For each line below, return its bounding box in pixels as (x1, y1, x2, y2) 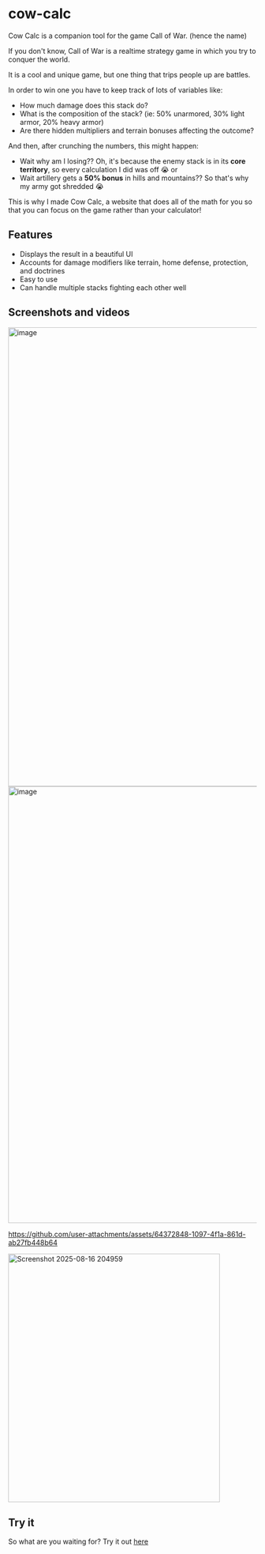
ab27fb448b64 (8, 1238, 58, 1247)
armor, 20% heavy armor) (19, 117, 104, 126)
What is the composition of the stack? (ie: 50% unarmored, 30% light (19, 108, 245, 119)
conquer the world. (8, 55, 70, 64)
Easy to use (19, 274, 58, 284)
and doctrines (19, 266, 65, 275)
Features (8, 228, 53, 242)
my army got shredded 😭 (19, 181, 104, 190)
